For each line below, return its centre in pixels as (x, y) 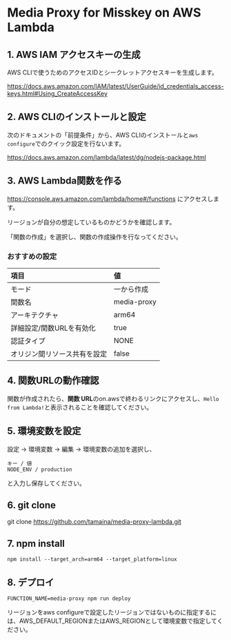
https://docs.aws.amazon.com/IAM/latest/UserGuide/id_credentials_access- (115, 86)
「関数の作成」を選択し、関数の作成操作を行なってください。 (94, 237)
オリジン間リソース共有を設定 (59, 353)
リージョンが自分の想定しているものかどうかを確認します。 (91, 222)
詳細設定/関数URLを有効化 (53, 328)
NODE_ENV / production (40, 469)
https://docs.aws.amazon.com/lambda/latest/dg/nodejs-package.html (107, 157)
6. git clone (32, 505)
